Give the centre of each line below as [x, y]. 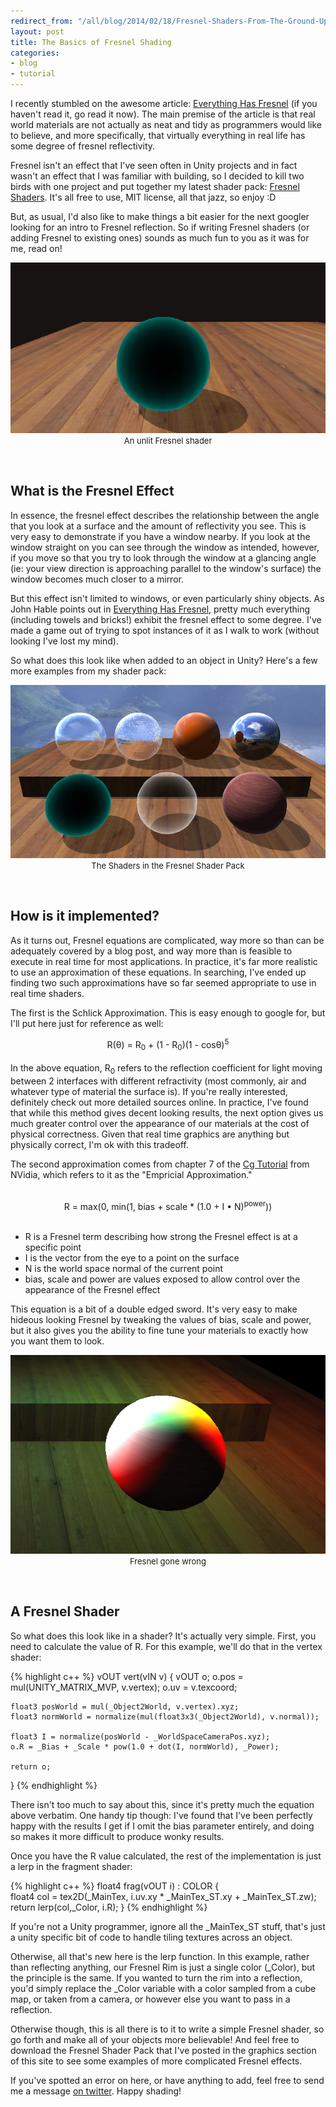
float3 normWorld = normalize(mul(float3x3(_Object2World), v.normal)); [165, 1716]
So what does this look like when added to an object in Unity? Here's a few [164, 660]
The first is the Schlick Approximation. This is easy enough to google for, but [168, 1012]
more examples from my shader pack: [88, 671]
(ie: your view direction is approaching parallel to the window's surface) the [166, 568]
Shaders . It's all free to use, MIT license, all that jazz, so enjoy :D [143, 197]
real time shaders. [47, 993]
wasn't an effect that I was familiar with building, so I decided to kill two [157, 176]
